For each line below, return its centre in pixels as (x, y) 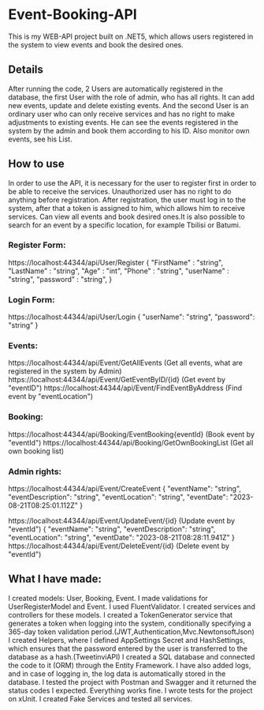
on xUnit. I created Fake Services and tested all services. (100, 699)
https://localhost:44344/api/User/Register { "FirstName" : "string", (116, 262)
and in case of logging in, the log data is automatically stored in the (117, 674)
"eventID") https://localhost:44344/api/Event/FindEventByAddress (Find (125, 388)
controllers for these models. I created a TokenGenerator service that (121, 614)
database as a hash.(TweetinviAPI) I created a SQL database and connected (132, 656)
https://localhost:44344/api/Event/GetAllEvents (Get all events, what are (125, 363)
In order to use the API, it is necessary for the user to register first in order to (132, 182)
